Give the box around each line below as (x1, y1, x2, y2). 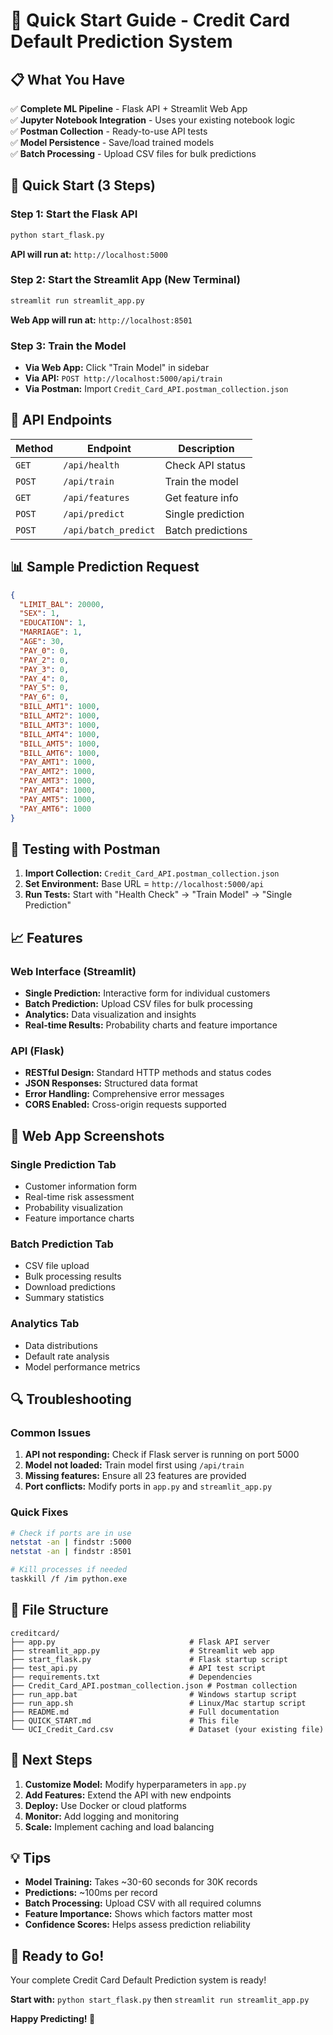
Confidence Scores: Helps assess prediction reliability (24, 1919, 251, 1931)
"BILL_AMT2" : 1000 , (19, 711, 101, 721)
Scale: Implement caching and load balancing (24, 1820, 215, 1833)
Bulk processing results (24, 1270, 122, 1283)
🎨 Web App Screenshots (10, 1127, 165, 1144)
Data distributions (24, 1339, 98, 1351)
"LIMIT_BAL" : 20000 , (19, 599, 105, 609)
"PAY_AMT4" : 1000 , (19, 785, 97, 796)
